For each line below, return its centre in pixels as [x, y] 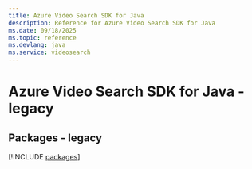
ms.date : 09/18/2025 [43, 30]
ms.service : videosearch [49, 52]
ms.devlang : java [37, 45]
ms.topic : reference [43, 38]
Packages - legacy [55, 138]
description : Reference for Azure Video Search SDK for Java [112, 23]
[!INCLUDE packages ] [44, 157]
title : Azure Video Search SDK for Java [77, 15]
